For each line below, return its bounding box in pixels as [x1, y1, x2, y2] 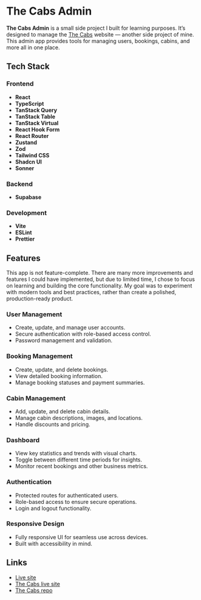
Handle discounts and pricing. [15, 421, 90, 428]
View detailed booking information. [15, 372, 103, 379]
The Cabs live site [15, 580, 61, 587]
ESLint [15, 229, 32, 236]
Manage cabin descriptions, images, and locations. [15, 414, 143, 421]
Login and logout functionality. [15, 505, 92, 512]
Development [6, 209, 47, 217]
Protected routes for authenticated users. [15, 491, 118, 499]
